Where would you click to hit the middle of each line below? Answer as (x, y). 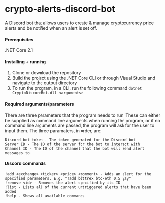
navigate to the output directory (44, 83)
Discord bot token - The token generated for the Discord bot (70, 140)
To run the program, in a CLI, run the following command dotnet (77, 88)
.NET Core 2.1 (19, 50)
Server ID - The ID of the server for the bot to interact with (73, 144)
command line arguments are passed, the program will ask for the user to (80, 125)
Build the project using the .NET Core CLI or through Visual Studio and (84, 78)
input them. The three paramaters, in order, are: (54, 131)
